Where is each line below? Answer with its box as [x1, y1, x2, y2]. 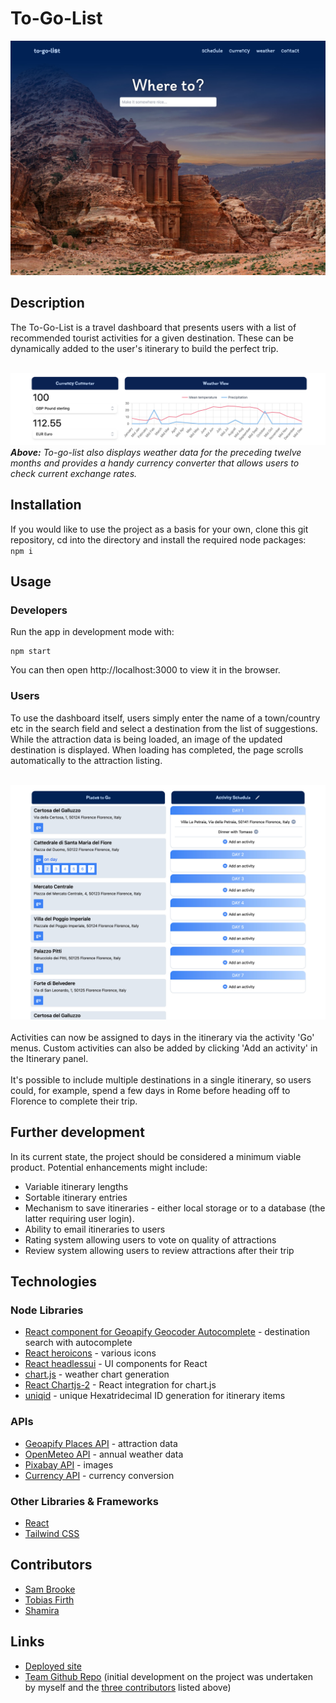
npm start [10, 647, 52, 657]
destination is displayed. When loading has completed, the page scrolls [10, 743, 304, 756]
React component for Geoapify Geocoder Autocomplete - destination [24, 1326, 311, 1338]
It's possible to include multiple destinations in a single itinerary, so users [10, 1073, 312, 1086]
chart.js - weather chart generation [24, 1368, 170, 1381]
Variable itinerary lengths [24, 1180, 129, 1192]
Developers [10, 603, 68, 617]
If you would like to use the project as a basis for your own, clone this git [10, 523, 309, 535]
